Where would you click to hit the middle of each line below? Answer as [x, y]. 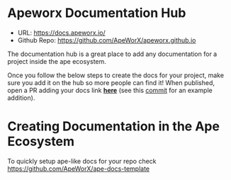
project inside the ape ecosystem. [57, 61]
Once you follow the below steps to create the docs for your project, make [116, 75]
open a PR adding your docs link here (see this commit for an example [110, 90]
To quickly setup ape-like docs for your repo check [82, 161]
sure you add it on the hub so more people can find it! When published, [111, 82]
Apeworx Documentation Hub [97, 13]
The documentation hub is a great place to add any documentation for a [112, 54]
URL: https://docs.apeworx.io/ [61, 33]
